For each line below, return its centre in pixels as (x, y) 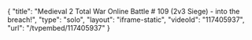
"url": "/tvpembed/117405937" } (59, 28)
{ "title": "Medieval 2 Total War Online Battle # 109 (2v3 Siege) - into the (124, 11)
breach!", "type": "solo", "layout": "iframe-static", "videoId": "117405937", (126, 20)
